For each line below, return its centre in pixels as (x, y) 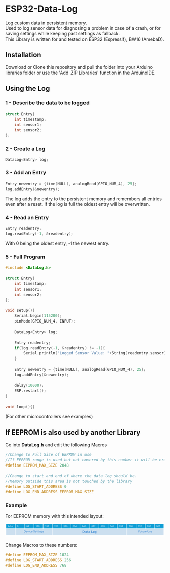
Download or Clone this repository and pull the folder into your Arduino (79, 67)
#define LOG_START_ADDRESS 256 (38, 560)
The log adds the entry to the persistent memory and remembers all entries (83, 199)
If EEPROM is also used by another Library (73, 432)
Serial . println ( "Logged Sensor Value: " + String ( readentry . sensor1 (95, 353)
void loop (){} (20, 407)
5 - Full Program (25, 257)
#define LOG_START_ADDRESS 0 (36, 487)
